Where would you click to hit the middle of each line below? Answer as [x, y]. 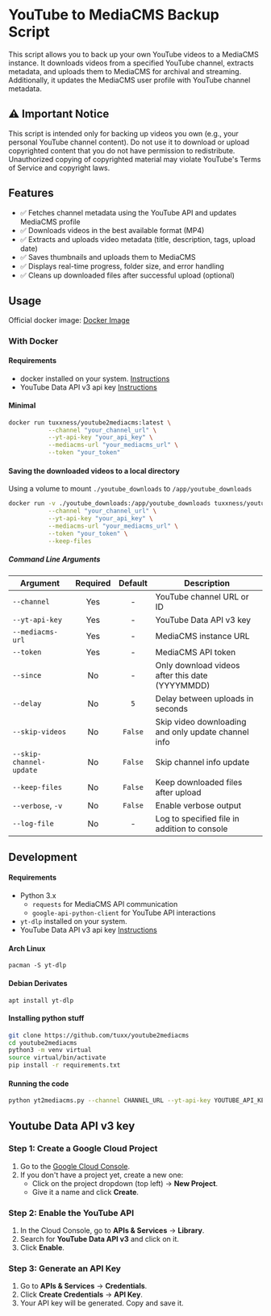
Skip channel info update [202, 762]
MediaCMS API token [196, 652]
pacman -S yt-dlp [38, 966]
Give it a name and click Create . [85, 1192]
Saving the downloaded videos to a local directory [94, 470]
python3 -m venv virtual [50, 1051]
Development [43, 857]
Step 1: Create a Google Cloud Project [83, 1149]
